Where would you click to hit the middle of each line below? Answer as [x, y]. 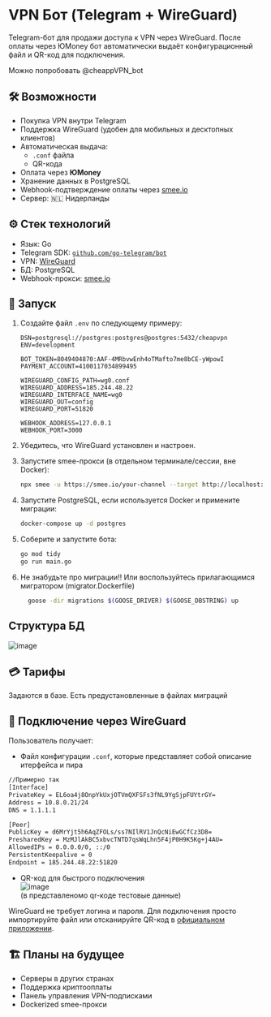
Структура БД [47, 626]
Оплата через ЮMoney [60, 172]
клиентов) [37, 138]
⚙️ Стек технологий [60, 224]
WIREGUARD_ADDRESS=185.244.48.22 [77, 388]
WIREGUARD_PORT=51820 [56, 409]
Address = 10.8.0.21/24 [49, 802]
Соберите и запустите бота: [69, 539]
